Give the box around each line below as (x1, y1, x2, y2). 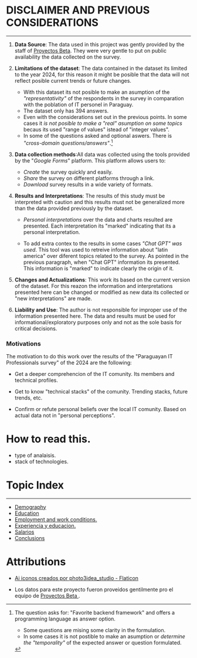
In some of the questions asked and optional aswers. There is (23, 132, 172, 139)
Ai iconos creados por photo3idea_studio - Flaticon (14, 574, 139, 581)
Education (14, 510, 39, 517)
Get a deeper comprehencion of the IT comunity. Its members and (14, 370, 175, 377)
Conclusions (14, 534, 45, 541)
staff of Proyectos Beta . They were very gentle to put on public (14, 47, 167, 54)
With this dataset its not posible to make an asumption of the (23, 89, 170, 96)
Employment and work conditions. (14, 515, 97, 523)
